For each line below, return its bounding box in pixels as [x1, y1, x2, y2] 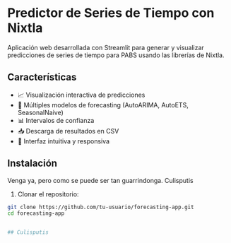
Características [7, 71, 77, 83]
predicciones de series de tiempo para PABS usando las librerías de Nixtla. [7, 51, 225, 59]
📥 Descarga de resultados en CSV [17, 126, 119, 135]
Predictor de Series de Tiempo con [7, 5, 215, 21]
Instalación [7, 158, 58, 170]
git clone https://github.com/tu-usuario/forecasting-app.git [7, 203, 194, 211]
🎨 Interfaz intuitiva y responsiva [17, 136, 110, 146]
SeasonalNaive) [17, 108, 64, 117]
